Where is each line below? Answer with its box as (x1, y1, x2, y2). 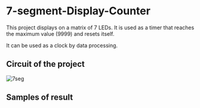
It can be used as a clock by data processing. (6, 42, 118, 49)
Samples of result (6, 92, 73, 103)
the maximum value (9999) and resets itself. (6, 30, 115, 37)
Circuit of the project (6, 59, 85, 69)
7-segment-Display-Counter (6, 4, 151, 18)
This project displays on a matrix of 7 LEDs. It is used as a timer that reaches (6, 24, 195, 31)
